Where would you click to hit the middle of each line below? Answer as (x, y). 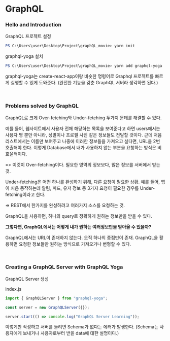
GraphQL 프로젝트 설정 (28, 37)
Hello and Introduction (33, 25)
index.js (13, 289)
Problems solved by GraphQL (42, 106)
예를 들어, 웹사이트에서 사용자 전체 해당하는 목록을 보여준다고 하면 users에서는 (83, 128)
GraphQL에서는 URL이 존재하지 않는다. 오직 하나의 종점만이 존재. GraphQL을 (82, 237)
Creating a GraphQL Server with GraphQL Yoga (64, 267)
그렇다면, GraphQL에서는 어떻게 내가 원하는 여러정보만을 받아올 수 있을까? (78, 227)
